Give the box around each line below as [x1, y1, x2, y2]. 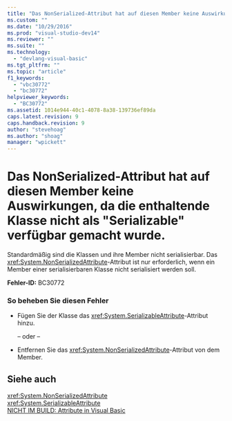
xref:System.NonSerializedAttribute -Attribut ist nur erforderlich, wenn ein [7, 258, 215, 267]
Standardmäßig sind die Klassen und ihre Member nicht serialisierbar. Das [7, 251, 217, 259]
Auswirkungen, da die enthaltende [7, 198, 210, 214]
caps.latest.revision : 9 [7, 113, 79, 120]
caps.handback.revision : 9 [7, 119, 85, 127]
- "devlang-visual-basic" [13, 55, 88, 62]
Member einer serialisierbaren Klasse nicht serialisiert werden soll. [7, 265, 197, 274]
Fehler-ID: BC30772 [7, 278, 65, 287]
